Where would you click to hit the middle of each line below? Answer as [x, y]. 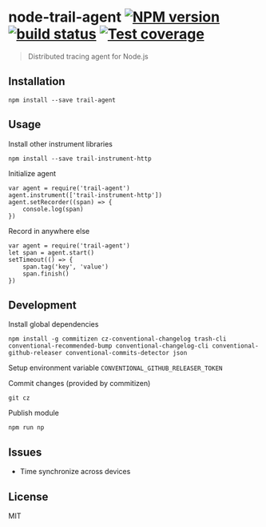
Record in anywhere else [49, 231]
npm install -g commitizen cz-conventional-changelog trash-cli [117, 339]
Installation [37, 81]
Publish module [34, 413]
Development [43, 305]
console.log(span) [53, 209]
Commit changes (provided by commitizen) [79, 384]
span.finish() [46, 274]
